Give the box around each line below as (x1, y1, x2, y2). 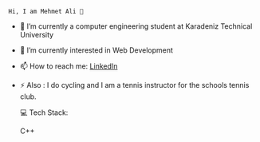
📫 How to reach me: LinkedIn (19, 61, 118, 71)
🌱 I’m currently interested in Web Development (19, 45, 174, 55)
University (19, 30, 54, 39)
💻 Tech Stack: (19, 108, 69, 117)
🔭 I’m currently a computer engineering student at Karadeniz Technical (19, 22, 253, 31)
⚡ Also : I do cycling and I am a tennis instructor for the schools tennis (19, 81, 250, 89)
